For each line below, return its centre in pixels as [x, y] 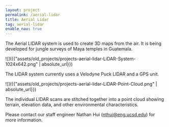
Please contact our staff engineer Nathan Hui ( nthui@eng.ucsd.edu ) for [80, 115]
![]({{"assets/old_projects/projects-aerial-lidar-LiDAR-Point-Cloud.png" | [81, 84]
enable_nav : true [24, 29]
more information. [24, 120]
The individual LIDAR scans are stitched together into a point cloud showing [85, 99]
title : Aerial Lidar [27, 19]
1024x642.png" [22, 64]
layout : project [22, 10]
